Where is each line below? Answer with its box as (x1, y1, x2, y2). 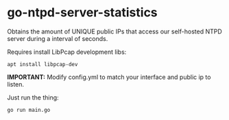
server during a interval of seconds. (7, 34, 108, 42)
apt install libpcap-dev (7, 61, 78, 67)
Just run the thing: (7, 93, 60, 102)
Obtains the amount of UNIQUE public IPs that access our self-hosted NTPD (7, 27, 223, 35)
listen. (7, 80, 25, 88)
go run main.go (7, 106, 51, 113)
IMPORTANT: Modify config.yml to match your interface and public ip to (7, 73, 211, 81)
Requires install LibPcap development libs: (7, 48, 127, 56)
